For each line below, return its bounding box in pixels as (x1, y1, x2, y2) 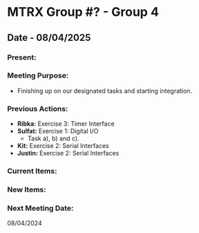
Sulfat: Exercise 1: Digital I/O (17, 127, 99, 136)
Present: (7, 53, 37, 62)
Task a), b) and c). (27, 134, 79, 142)
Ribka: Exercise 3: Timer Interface (17, 120, 115, 128)
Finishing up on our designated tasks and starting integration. (17, 86, 192, 95)
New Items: (7, 185, 46, 194)
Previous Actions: (7, 104, 68, 113)
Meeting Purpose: (7, 71, 69, 80)
